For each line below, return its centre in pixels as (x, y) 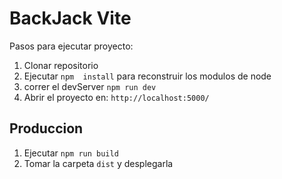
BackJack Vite (70, 18)
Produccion (46, 128)
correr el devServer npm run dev (90, 86)
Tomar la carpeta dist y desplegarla (98, 163)
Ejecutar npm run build (71, 153)
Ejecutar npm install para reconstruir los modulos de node (147, 76)
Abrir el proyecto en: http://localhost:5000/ (116, 97)
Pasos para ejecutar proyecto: (71, 46)
